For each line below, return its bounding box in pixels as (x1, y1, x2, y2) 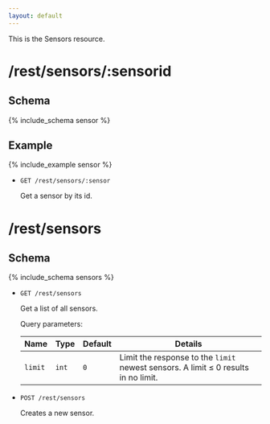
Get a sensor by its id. (19, 191, 92, 201)
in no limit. (119, 372, 158, 383)
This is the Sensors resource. (8, 34, 106, 43)
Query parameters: (19, 319, 83, 329)
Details (174, 339, 202, 350)
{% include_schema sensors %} (8, 273, 114, 282)
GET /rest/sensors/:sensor (19, 177, 111, 185)
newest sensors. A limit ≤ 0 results (119, 362, 249, 373)
